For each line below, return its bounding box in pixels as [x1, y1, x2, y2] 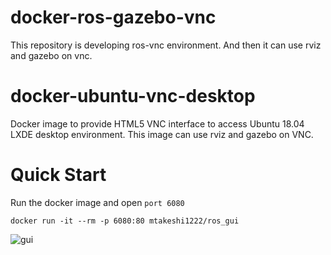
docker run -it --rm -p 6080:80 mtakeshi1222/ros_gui [10, 216, 240, 226]
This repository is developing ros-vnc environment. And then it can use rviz [10, 39, 322, 51]
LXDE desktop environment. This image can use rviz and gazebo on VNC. [10, 128, 314, 140]
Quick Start [10, 164, 107, 186]
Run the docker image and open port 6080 [10, 196, 185, 208]
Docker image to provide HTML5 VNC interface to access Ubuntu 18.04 [10, 117, 305, 130]
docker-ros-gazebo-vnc [10, 6, 217, 29]
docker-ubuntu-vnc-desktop [10, 85, 256, 108]
